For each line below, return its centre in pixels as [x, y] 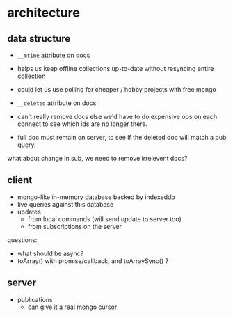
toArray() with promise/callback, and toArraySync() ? [93, 261]
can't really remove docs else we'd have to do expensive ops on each [117, 117]
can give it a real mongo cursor [72, 307]
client [20, 180]
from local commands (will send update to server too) [105, 219]
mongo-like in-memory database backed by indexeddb [96, 197]
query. [26, 145]
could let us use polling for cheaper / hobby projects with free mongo [117, 89]
